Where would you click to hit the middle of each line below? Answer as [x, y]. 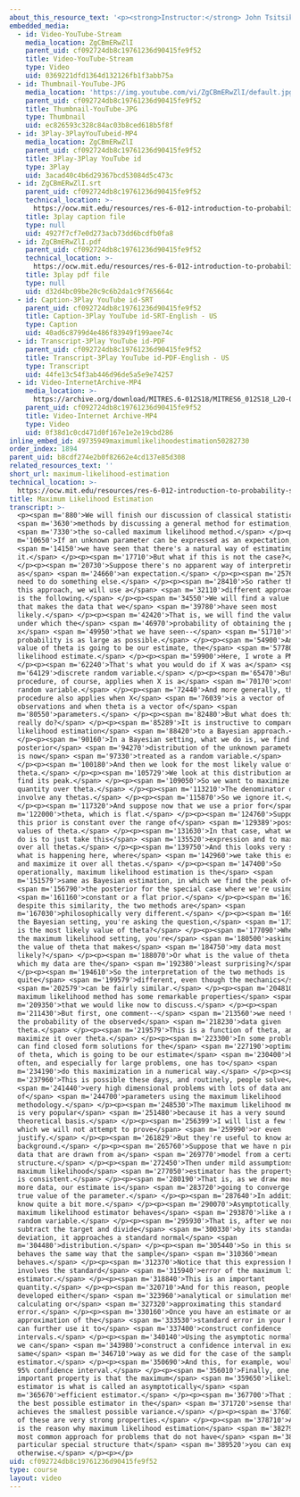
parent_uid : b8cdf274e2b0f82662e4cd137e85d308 [97, 457]
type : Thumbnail [56, 117]
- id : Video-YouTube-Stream [70, 34]
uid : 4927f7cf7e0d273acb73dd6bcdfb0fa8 [100, 233]
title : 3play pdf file [67, 275]
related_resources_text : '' [62, 466]
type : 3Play [47, 167]
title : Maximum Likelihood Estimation [81, 499]
